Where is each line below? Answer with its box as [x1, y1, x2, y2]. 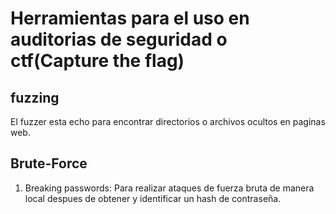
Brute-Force [10, 155, 88, 172]
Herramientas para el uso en [10, 7, 250, 30]
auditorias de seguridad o [10, 28, 228, 51]
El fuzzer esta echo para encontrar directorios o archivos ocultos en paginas [10, 116, 326, 127]
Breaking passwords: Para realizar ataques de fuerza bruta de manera [24, 182, 315, 194]
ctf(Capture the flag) [10, 50, 185, 72]
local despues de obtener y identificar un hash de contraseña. [24, 192, 282, 204]
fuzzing [10, 89, 60, 106]
